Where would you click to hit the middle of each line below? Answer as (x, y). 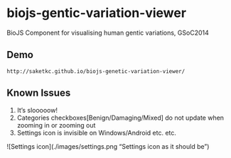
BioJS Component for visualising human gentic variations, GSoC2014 (108, 33)
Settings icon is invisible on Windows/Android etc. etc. (97, 132)
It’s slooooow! (37, 110)
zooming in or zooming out (56, 125)
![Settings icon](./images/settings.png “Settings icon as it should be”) (108, 146)
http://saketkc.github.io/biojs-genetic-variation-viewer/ (96, 71)
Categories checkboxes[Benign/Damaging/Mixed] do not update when (120, 118)
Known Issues (39, 93)
